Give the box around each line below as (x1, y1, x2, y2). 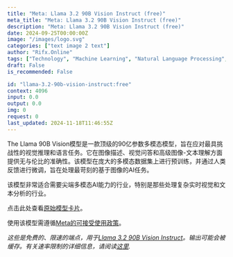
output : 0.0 (7, 100, 42, 108)
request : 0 (7, 113, 39, 120)
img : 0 (7, 107, 26, 114)
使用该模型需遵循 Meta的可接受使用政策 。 (7, 218, 126, 226)
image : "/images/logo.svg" (7, 36, 85, 43)
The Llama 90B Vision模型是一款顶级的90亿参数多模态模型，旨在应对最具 (7, 140, 217, 148)
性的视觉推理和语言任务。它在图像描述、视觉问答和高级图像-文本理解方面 (12, 148, 223, 156)
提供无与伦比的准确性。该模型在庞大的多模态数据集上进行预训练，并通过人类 (7, 157, 226, 165)
